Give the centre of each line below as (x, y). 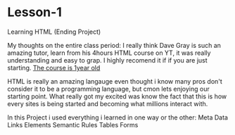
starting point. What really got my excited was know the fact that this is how (117, 96)
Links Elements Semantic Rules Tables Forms (73, 124)
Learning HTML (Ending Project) (54, 32)
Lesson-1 (34, 12)
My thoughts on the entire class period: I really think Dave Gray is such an (114, 45)
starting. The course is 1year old (54, 67)
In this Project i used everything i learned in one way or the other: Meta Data (118, 117)
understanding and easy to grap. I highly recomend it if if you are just (107, 60)
